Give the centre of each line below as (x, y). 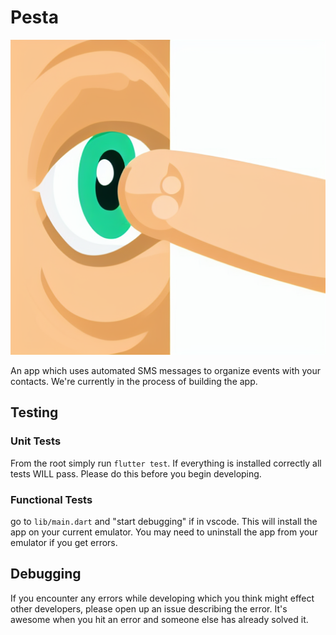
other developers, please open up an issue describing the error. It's (149, 608)
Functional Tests (51, 499)
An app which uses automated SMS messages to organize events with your (166, 370)
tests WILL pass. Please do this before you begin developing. (136, 473)
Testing (34, 412)
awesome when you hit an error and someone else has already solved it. (159, 619)
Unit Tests (36, 441)
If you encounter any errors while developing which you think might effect (162, 598)
